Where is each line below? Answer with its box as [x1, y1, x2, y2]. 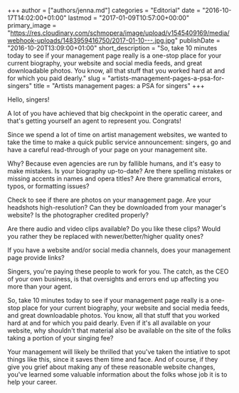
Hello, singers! [7, 95, 50, 104]
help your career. [7, 378, 58, 386]
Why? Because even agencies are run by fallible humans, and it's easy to [7, 159, 222, 168]
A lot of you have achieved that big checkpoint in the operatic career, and [7, 109, 223, 117]
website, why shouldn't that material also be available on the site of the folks [7, 326, 231, 335]
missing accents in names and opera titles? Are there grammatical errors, [7, 174, 222, 183]
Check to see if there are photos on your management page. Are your [7, 195, 211, 204]
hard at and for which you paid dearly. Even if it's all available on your [7, 319, 211, 327]
